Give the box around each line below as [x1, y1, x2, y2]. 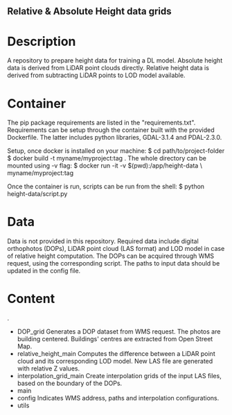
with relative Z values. [17, 364, 80, 373]
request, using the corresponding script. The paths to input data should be [7, 259, 220, 268]
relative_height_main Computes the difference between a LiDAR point [17, 350, 216, 358]
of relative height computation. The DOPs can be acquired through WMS [7, 252, 215, 260]
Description [7, 33, 76, 49]
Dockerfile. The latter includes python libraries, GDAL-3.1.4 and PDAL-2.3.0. [7, 133, 222, 142]
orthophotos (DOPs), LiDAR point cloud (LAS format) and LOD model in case [7, 245, 225, 253]
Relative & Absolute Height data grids [7, 6, 172, 17]
